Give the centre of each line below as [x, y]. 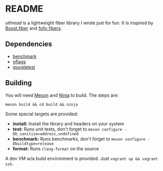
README [24, 9]
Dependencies [29, 44]
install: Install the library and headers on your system [68, 123]
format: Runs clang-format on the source [56, 148]
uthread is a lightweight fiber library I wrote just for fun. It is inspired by [79, 23]
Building [18, 83]
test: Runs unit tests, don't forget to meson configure [67, 129]
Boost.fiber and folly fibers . [34, 28]
